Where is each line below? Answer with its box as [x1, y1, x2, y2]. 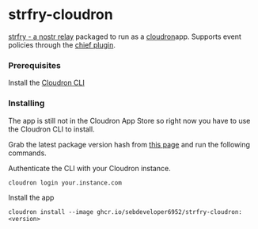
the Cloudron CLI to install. [8, 124, 95, 134]
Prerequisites [8, 59, 61, 71]
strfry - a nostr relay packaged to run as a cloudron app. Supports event [8, 32, 241, 41]
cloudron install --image [8, 208, 93, 216]
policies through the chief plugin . [8, 40, 116, 49]
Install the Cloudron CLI [8, 78, 85, 88]
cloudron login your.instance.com [8, 178, 123, 187]
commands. [8, 148, 47, 158]
